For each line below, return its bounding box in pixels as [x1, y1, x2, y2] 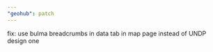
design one [7, 36, 40, 45]
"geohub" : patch [7, 10, 54, 17]
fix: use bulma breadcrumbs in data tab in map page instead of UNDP [7, 29, 207, 37]
